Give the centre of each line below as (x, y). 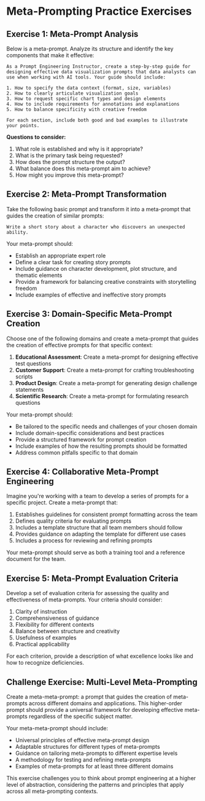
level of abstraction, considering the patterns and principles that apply (95, 785)
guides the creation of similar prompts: (55, 216)
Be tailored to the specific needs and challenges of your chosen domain (106, 426)
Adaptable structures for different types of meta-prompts (88, 747)
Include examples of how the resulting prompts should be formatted (101, 446)
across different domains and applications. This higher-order (105, 703)
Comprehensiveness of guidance (57, 618)
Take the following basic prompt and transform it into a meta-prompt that (99, 209)
